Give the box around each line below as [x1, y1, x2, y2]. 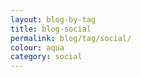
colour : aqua [10, 42, 65, 53]
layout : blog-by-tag [10, 14, 97, 25]
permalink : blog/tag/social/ [10, 33, 132, 43]
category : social [10, 52, 83, 62]
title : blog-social [10, 24, 92, 34]
